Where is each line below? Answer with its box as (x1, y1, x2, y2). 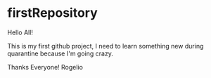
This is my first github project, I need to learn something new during (7, 41, 204, 50)
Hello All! (7, 28, 34, 37)
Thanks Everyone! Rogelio (7, 63, 83, 71)
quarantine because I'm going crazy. (7, 49, 114, 58)
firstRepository (7, 5, 98, 21)
